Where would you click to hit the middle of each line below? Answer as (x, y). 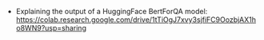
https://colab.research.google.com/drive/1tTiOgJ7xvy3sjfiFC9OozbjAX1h (136, 20)
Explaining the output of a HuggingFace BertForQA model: (112, 11)
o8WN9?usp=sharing (51, 28)
